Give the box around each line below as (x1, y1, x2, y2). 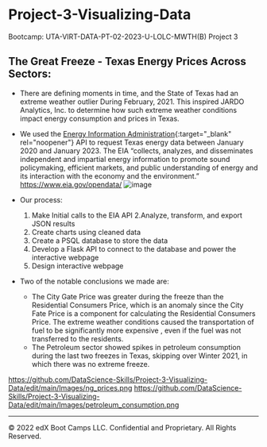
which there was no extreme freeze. (31, 359, 150, 368)
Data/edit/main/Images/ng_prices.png (8, 383, 133, 392)
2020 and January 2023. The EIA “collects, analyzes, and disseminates (19, 145, 253, 156)
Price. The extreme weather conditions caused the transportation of (31, 317, 254, 326)
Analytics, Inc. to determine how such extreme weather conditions (19, 105, 237, 114)
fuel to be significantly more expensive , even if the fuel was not (31, 326, 242, 335)
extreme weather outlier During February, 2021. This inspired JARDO (19, 97, 245, 106)
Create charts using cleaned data (31, 227, 141, 237)
